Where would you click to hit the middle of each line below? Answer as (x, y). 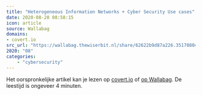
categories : (21, 57)
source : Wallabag (28, 29)
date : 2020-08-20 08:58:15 (40, 17)
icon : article (24, 23)
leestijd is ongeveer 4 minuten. (44, 85)
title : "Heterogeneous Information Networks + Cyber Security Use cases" (101, 12)
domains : (17, 34)
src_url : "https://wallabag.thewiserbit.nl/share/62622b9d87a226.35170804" (103, 46)
